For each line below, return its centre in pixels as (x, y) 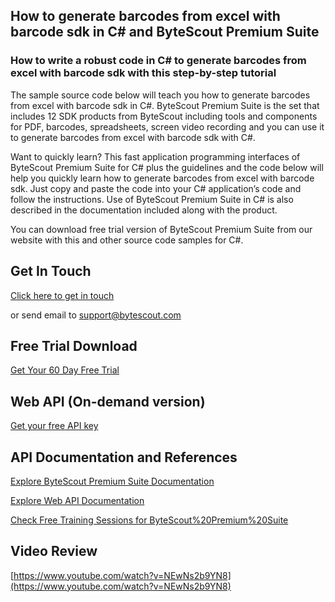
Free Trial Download (74, 345)
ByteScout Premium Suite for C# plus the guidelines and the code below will (167, 167)
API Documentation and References (124, 457)
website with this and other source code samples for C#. (127, 240)
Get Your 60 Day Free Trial (65, 370)
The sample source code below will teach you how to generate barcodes (160, 95)
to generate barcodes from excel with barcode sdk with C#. (133, 137)
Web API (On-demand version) (108, 401)
